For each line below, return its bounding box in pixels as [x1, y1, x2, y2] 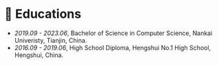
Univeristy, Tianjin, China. [14, 36, 87, 44]
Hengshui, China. [14, 51, 64, 59]
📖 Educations [4, 6, 82, 22]
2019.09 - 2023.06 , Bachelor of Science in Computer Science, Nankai [14, 29, 213, 37]
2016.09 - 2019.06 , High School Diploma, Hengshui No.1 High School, [14, 43, 211, 52]
